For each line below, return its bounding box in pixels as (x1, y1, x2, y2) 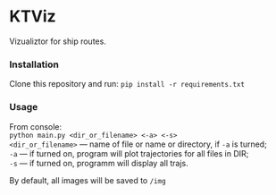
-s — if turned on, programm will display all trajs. (9, 157, 189, 168)
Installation (9, 58, 60, 71)
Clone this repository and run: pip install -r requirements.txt (9, 79, 246, 89)
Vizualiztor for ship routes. (9, 36, 107, 47)
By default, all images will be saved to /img (9, 174, 167, 185)
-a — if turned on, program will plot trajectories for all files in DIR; (9, 148, 249, 158)
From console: (9, 121, 63, 131)
